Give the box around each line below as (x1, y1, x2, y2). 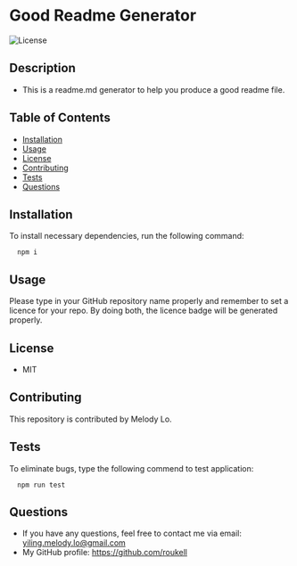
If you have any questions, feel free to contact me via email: (21, 528, 243, 539)
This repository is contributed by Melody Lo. (9, 414, 172, 424)
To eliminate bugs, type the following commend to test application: (9, 463, 254, 473)
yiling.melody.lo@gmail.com (21, 537, 127, 548)
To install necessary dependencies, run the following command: (9, 231, 244, 242)
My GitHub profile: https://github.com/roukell (21, 547, 187, 558)
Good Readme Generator (9, 5, 197, 26)
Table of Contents (9, 111, 111, 126)
